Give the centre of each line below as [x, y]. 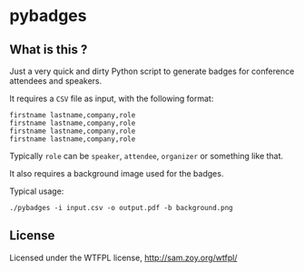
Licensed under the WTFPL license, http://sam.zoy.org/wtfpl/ [123, 257]
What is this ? [49, 50]
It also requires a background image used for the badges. [117, 173]
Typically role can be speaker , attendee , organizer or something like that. [147, 156]
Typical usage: [37, 191]
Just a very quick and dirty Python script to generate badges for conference [152, 71]
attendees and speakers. [56, 81]
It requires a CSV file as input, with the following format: [112, 98]
